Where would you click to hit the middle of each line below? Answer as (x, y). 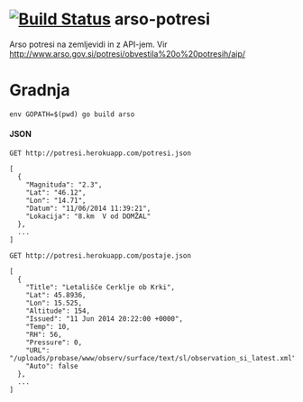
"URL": (38, 351)
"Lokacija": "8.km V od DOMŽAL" (88, 216)
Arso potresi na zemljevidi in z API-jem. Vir (89, 44)
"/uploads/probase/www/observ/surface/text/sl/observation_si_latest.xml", (155, 359)
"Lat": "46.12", (56, 193)
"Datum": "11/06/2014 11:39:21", (88, 209)
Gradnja (40, 91)
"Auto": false (52, 366)
